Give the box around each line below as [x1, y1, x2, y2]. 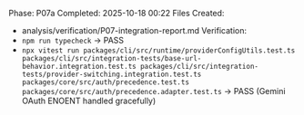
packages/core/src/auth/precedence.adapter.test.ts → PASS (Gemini [21, 86, 286, 96]
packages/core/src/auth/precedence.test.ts [21, 78, 190, 87]
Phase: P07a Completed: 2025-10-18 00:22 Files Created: [8, 8, 225, 18]
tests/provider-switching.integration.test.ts [21, 70, 202, 79]
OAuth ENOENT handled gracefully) [21, 95, 157, 106]
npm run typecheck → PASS [21, 35, 125, 45]
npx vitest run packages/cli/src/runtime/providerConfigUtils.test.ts [21, 46, 296, 55]
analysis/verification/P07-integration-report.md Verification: [21, 25, 248, 35]
